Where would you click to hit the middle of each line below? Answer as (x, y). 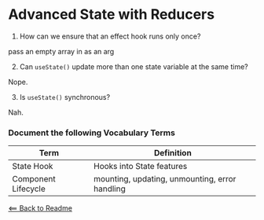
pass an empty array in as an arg (61, 51)
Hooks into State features (141, 167)
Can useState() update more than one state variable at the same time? (134, 66)
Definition (173, 153)
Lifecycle (29, 189)
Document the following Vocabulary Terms (92, 133)
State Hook (33, 167)
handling (110, 189)
